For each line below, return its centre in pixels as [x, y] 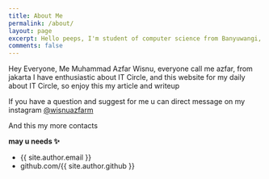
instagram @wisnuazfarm [51, 110]
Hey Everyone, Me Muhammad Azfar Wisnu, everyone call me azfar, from [130, 69]
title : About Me [36, 16]
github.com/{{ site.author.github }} [77, 166]
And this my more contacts [53, 126]
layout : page [30, 31]
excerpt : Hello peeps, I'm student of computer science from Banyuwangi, [135, 38]
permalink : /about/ [41, 23]
